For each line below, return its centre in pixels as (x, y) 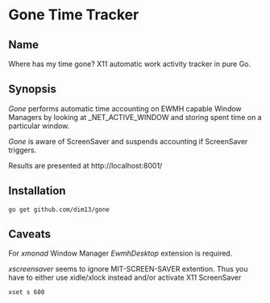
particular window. (39, 126)
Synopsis (32, 89)
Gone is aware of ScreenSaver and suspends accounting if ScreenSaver (128, 141)
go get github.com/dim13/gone (59, 210)
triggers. (23, 150)
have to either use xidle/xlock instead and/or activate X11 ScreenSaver (125, 278)
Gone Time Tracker (74, 15)
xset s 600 (27, 293)
